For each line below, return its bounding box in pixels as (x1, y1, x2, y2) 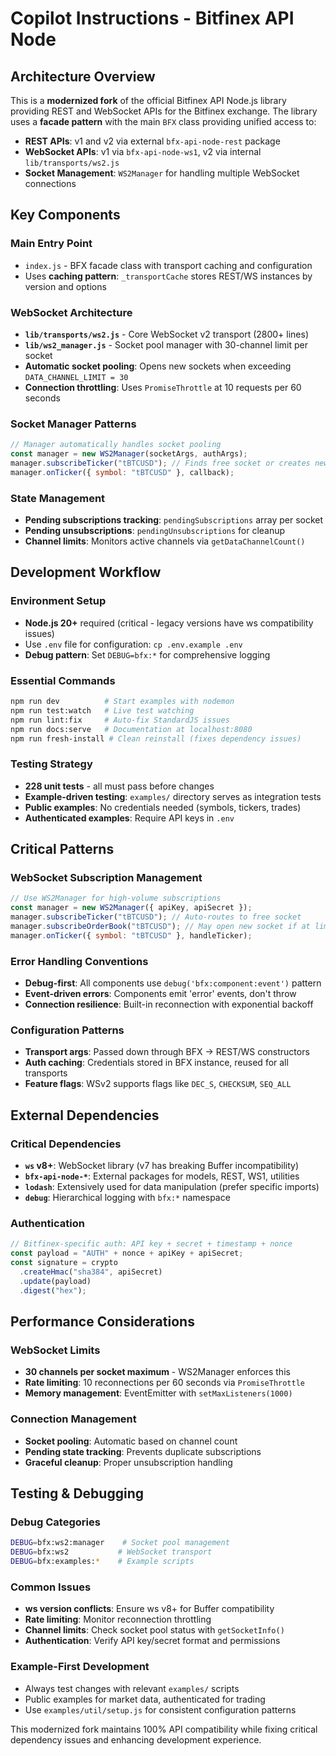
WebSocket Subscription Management (10, 871, 203, 885)
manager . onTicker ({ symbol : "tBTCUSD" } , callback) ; (10, 467, 235, 477)
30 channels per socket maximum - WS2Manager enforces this (24, 1366, 291, 1378)
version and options (24, 280, 107, 292)
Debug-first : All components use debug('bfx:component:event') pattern (24, 977, 322, 989)
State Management (10, 491, 106, 505)
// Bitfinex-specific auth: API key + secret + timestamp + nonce (10, 1239, 293, 1249)
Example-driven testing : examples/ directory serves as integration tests (24, 790, 322, 802)
